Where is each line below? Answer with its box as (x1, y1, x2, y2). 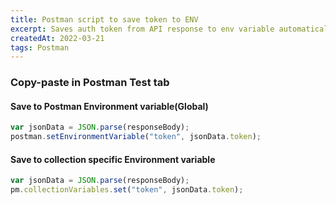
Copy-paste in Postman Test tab (10, 76, 170, 90)
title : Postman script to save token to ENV (10, 14, 199, 25)
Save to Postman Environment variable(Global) (10, 100, 209, 112)
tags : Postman (10, 42, 70, 53)
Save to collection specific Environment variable (10, 153, 216, 165)
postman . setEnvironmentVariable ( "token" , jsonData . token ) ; (10, 132, 262, 142)
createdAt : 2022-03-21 (10, 33, 105, 43)
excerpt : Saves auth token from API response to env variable (10, 24, 275, 34)
